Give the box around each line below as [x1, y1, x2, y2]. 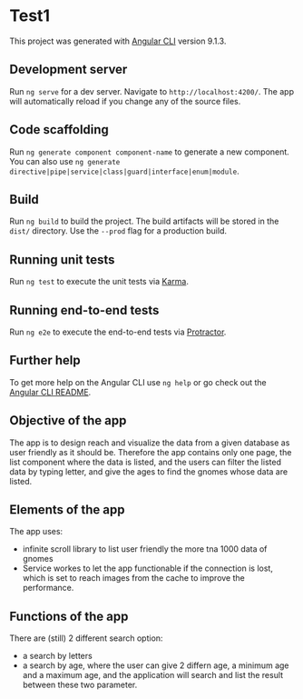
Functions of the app [9, 608, 129, 624]
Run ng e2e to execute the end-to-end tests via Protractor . [9, 326, 227, 337]
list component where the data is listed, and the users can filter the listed [9, 456, 281, 467]
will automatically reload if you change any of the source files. [9, 95, 241, 106]
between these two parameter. [22, 679, 138, 691]
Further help [9, 353, 82, 368]
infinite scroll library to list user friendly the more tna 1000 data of [22, 544, 268, 554]
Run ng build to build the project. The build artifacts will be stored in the [9, 215, 279, 227]
